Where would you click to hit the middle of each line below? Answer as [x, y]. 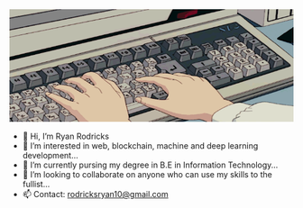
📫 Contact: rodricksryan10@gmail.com [95, 194]
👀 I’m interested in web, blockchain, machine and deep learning [140, 146]
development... [50, 155]
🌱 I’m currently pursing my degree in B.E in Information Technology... [150, 165]
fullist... [36, 184]
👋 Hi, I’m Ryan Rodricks [66, 136]
